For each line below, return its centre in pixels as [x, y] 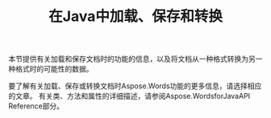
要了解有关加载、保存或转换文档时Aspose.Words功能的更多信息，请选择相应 [135, 86]
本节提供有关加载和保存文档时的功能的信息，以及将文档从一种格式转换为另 [132, 59]
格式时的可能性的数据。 [54, 69]
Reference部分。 [36, 106]
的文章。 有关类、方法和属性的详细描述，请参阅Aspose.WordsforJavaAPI [129, 96]
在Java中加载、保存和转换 [135, 16]
